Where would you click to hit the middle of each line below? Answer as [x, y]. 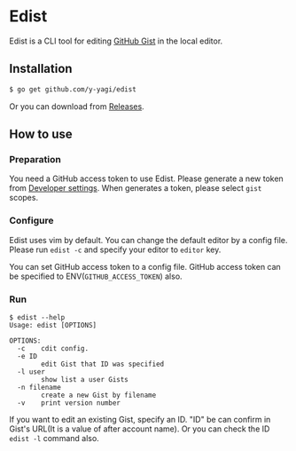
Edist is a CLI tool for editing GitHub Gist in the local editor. [116, 41]
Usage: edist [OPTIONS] [53, 325]
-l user [31, 372]
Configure [31, 221]
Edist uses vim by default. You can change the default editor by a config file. [148, 240]
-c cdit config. [53, 348]
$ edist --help [37, 317]
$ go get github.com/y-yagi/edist [73, 89]
